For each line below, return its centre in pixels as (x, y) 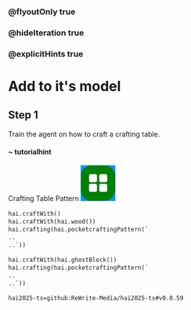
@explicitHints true (46, 53)
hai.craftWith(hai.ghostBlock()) (63, 260)
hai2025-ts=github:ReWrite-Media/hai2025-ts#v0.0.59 (96, 298)
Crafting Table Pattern (44, 198)
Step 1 (23, 115)
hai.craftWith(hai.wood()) (52, 221)
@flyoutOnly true (42, 12)
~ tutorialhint (30, 152)
